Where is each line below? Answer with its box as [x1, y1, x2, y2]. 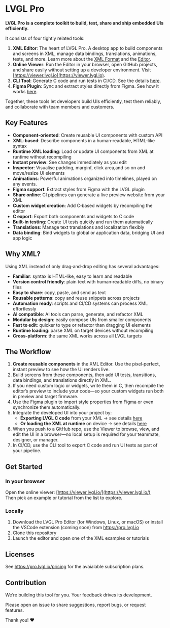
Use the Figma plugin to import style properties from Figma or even [12, 399, 154, 405]
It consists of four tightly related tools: [5, 35, 85, 41]
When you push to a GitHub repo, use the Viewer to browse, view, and [12, 426, 160, 432]
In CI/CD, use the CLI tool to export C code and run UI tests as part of [12, 442, 158, 449]
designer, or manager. [12, 437, 59, 443]
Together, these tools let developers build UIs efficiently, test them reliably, [5, 98, 161, 104]
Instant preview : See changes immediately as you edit [12, 159, 127, 165]
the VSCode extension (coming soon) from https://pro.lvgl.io [12, 525, 140, 531]
